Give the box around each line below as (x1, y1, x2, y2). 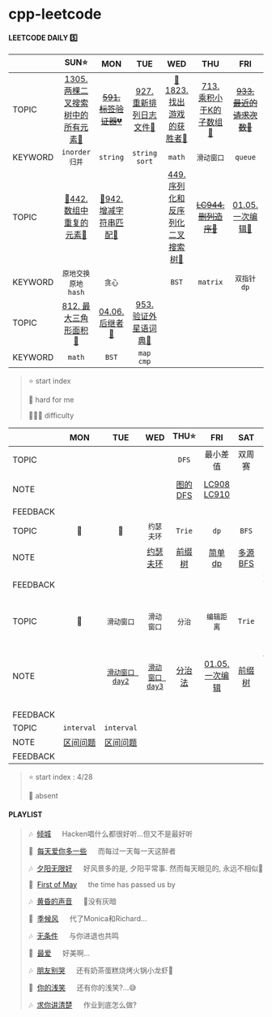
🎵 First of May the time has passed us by (28, 879, 176, 889)
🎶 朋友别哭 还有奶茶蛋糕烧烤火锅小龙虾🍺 (28, 965, 174, 975)
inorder (62, 148, 91, 157)
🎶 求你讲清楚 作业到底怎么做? (28, 1000, 138, 1010)
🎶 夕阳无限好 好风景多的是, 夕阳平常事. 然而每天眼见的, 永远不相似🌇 (28, 863, 264, 873)
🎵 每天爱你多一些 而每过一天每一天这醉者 (28, 846, 176, 855)
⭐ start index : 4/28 (28, 772, 93, 782)
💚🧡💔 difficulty (28, 411, 74, 421)
